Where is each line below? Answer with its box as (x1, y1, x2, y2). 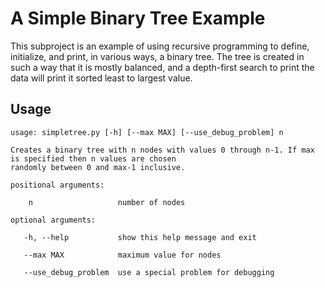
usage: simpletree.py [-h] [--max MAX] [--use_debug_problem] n (10, 127, 284, 137)
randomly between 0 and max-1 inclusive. (10, 162, 186, 172)
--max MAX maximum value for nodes (23, 250, 222, 260)
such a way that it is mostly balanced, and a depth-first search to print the (10, 61, 315, 73)
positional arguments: (10, 180, 105, 190)
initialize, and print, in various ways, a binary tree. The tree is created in (10, 50, 305, 62)
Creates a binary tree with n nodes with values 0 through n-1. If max (10, 145, 315, 155)
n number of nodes (28, 197, 186, 207)
